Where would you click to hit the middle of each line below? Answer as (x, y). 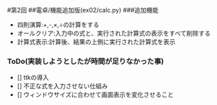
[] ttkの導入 (33, 78)
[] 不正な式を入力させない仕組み (62, 86)
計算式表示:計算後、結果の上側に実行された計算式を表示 (96, 42)
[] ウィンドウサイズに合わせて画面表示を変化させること (95, 95)
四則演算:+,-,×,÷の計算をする (58, 25)
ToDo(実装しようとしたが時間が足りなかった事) (85, 61)
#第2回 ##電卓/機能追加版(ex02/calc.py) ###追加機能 (83, 10)
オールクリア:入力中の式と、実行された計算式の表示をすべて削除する (114, 33)
